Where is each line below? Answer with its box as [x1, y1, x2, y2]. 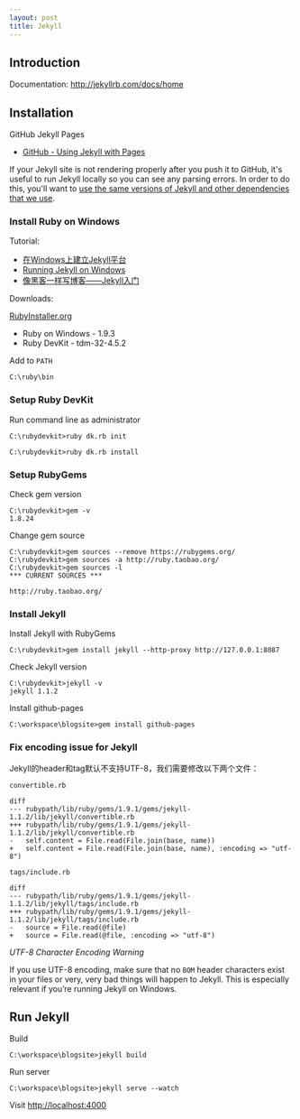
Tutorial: [9, 236, 41, 246]
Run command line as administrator [9, 414, 141, 425]
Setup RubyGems [9, 468, 87, 481]
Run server [9, 1067, 50, 1077]
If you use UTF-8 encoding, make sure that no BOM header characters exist [9, 964, 286, 975]
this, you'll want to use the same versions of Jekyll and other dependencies [9, 183, 290, 194]
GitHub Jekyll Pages [9, 129, 86, 140]
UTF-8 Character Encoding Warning [9, 947, 144, 957]
